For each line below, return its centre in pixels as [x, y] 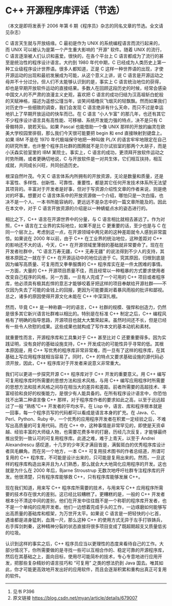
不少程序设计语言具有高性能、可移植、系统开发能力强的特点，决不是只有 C [84, 120]
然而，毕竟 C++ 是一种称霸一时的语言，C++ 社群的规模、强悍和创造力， [81, 307]
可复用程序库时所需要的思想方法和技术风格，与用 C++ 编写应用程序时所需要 [85, 380]
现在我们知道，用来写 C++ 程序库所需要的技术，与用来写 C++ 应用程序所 [82, 488]
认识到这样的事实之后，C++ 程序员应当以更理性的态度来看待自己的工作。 [82, 543]
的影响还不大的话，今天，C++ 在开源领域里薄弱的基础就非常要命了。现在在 [84, 245]
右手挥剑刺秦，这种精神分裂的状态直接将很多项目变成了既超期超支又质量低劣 [86, 526]
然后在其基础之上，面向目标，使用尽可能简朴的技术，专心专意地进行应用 [81, 556]
